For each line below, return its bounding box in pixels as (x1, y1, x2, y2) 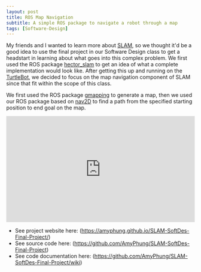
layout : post (6, 8, 39, 15)
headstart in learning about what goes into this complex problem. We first (6, 54, 187, 62)
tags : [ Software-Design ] (6, 25, 68, 32)
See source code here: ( (14, 240, 75, 247)
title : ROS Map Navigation (6, 14, 74, 20)
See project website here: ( (14, 227, 82, 234)
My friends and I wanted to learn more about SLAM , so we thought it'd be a (6, 42, 192, 49)
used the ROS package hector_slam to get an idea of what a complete (6, 61, 178, 68)
